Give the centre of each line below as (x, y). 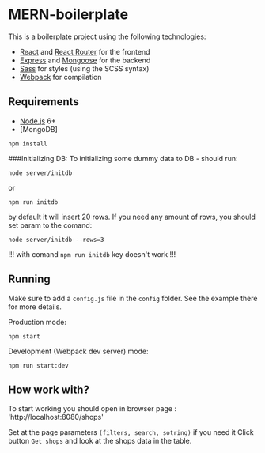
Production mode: (38, 322)
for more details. (35, 307)
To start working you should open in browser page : (92, 409)
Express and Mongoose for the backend (85, 60)
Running (30, 279)
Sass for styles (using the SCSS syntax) (84, 68)
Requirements (44, 102)
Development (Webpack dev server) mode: (78, 351)
